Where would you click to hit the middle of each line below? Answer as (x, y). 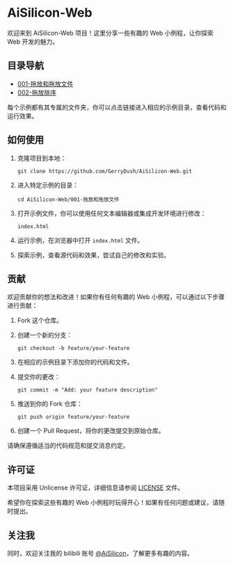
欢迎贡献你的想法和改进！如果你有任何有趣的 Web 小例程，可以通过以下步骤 (116, 297)
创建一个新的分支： (45, 335)
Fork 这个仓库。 (40, 321)
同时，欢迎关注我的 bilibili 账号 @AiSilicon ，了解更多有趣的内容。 (100, 553)
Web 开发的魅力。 (33, 41)
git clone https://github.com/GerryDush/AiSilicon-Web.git (105, 171)
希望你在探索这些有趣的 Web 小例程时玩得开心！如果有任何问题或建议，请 (113, 503)
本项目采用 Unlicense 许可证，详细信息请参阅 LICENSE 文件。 (96, 488)
